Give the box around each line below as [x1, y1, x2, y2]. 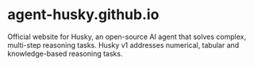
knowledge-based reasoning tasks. [7, 49, 123, 58]
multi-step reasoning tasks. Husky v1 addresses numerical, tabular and [7, 40, 240, 49]
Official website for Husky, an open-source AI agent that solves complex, [7, 32, 247, 41]
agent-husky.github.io [7, 6, 160, 24]
